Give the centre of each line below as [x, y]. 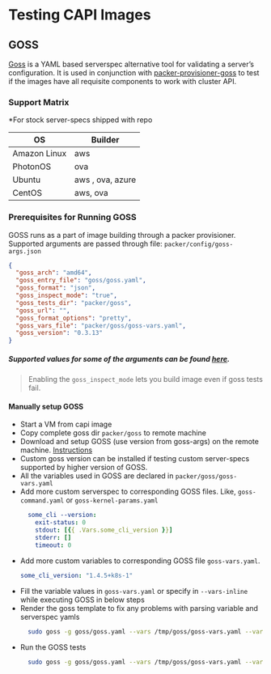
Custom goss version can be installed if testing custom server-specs [135, 459]
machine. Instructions [56, 450]
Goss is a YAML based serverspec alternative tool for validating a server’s [131, 64]
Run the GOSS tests [53, 647]
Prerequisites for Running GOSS [72, 218]
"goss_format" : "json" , [55, 288]
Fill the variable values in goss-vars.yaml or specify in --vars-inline [134, 591]
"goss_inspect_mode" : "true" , [66, 296]
